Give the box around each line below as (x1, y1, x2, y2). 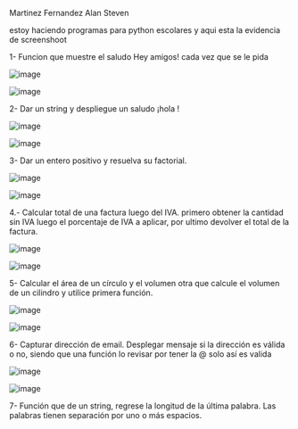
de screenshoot (9, 35, 67, 45)
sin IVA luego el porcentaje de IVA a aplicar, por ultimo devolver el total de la (9, 217, 290, 227)
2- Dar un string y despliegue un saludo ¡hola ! (9, 103, 180, 114)
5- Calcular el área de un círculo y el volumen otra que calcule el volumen (9, 278, 280, 288)
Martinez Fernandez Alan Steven (9, 8, 129, 18)
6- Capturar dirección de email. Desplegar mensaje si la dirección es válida (9, 339, 286, 350)
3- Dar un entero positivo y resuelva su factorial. (9, 155, 187, 166)
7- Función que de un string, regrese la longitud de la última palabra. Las (9, 400, 277, 411)
